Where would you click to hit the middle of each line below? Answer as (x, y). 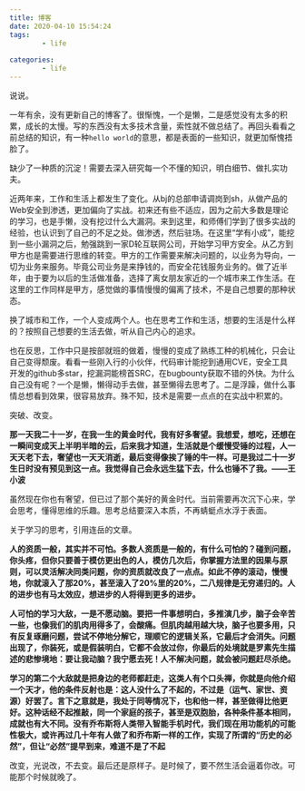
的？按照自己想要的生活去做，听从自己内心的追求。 (105, 331)
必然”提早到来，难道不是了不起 (108, 746)
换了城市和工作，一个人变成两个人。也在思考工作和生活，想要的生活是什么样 (152, 319)
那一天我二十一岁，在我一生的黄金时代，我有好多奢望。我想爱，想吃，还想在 (152, 434)
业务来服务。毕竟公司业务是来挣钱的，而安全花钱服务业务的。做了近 (152, 266)
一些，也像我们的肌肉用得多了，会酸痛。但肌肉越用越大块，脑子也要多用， (148, 625)
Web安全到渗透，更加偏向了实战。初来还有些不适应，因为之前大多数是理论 (149, 210)
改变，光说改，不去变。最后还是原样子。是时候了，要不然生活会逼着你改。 (148, 765)
